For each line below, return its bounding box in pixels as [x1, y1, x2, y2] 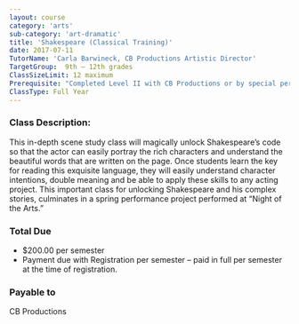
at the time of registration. [21, 264, 117, 275]
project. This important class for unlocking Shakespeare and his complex [9, 184, 277, 194]
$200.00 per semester [21, 245, 105, 256]
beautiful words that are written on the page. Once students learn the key [9, 155, 279, 166]
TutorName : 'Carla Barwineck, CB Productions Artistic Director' [9, 54, 256, 63]
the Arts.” [9, 202, 44, 213]
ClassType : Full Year [9, 87, 90, 96]
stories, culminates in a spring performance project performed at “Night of [9, 193, 282, 204]
